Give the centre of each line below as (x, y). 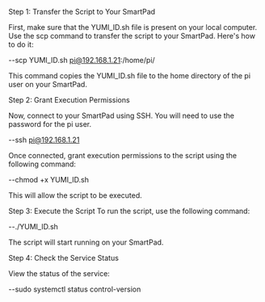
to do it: (21, 44)
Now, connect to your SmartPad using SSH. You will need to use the (121, 115)
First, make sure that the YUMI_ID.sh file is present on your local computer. (133, 27)
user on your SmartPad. (48, 84)
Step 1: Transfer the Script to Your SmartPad (82, 12)
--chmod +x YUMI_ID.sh (48, 180)
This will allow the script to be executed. (76, 195)
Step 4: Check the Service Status (64, 258)
